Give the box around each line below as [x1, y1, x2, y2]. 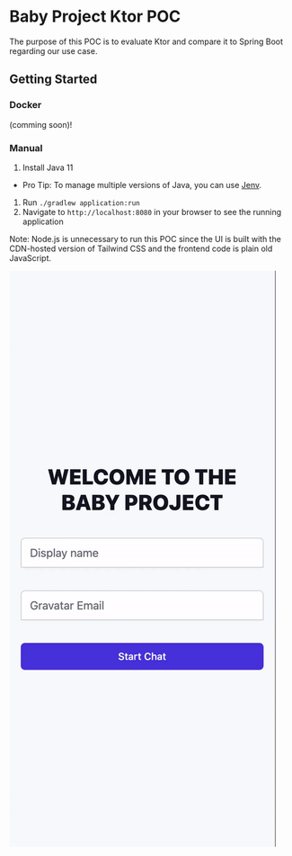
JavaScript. [9, 252, 52, 263]
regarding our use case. [9, 45, 98, 56]
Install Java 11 [22, 162, 74, 173]
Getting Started [9, 72, 98, 87]
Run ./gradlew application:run [22, 196, 141, 208]
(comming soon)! [9, 119, 73, 130]
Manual [9, 141, 43, 154]
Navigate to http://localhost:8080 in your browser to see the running [22, 206, 282, 217]
